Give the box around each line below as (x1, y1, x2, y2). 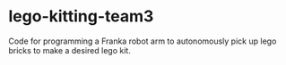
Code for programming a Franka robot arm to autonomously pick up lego (8, 36, 277, 46)
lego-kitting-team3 (8, 6, 154, 27)
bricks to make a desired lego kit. (8, 45, 131, 55)
